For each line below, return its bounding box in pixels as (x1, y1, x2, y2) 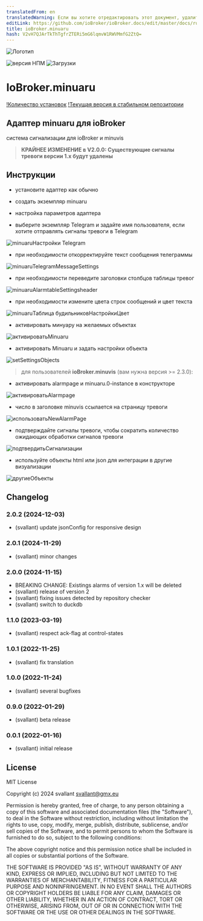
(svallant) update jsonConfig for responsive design (14, 524, 141, 531)
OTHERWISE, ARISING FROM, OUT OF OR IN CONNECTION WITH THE (6, 902, 182, 910)
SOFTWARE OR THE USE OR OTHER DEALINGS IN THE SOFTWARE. (6, 909, 176, 916)
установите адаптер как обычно (14, 186, 98, 193)
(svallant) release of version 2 (14, 587, 89, 595)
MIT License (6, 778, 37, 786)
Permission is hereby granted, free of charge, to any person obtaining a (6, 802, 184, 809)
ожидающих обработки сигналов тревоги (14, 433, 124, 440)
